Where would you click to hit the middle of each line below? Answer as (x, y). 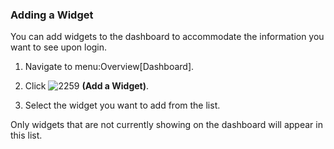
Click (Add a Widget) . (87, 86)
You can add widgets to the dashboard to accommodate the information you (167, 37)
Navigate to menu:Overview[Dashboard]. (109, 67)
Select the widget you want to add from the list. (122, 105)
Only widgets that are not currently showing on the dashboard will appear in (166, 125)
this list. (26, 135)
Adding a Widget (52, 15)
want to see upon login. (59, 47)
